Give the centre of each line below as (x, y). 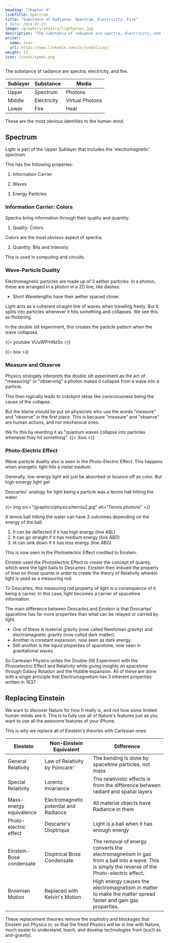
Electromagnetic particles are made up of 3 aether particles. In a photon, (80, 281)
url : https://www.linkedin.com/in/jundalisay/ (59, 48)
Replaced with (61, 891)
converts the (108, 848)
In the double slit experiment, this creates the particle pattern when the (79, 327)
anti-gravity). (19, 935)
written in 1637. (21, 682)
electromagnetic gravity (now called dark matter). (64, 635)
